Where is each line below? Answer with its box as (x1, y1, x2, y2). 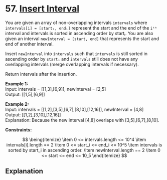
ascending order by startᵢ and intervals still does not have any (5, 56, 138, 62)
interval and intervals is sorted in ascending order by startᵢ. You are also (5, 30, 153, 36)
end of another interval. (5, 41, 54, 47)
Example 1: (5, 81, 29, 87)
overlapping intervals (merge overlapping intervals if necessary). (5, 61, 139, 67)
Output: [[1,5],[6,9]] (5, 91, 45, 97)
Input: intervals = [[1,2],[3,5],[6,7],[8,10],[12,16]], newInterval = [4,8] (5, 106, 144, 112)
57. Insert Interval (5, 3, 79, 15)
